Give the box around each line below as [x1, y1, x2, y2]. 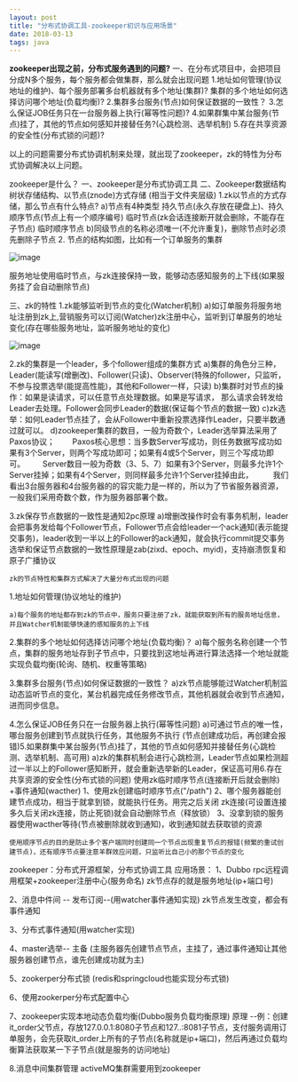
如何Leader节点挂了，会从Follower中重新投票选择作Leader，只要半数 [24, 414, 278, 425]
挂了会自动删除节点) [16, 282, 90, 292]
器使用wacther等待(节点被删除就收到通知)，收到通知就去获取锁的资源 [9, 819, 263, 830]
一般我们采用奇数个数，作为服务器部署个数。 [9, 492, 173, 503]
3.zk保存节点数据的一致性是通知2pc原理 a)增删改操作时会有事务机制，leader [9, 511, 289, 521]
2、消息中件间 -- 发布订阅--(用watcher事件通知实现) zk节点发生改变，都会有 [9, 895, 289, 905]
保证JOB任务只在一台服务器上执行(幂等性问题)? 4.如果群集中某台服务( [16, 107, 272, 118]
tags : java [9, 37, 50, 47]
